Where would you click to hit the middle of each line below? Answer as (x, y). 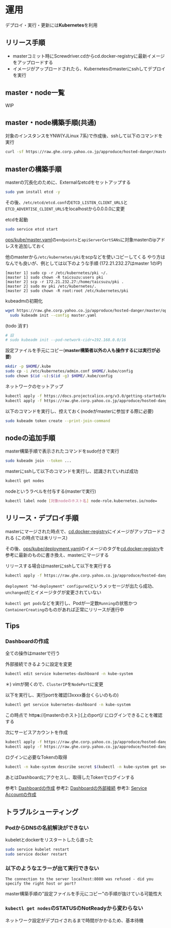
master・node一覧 (35, 93)
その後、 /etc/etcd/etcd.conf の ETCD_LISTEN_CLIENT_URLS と (67, 202)
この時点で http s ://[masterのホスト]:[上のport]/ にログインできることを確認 (84, 715)
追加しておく (32, 246)
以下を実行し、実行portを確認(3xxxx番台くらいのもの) (62, 695)
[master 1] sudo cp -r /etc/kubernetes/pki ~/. (57, 273)
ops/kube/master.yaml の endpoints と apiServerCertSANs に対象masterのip (81, 239)
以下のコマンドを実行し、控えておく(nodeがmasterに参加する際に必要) (79, 411)
